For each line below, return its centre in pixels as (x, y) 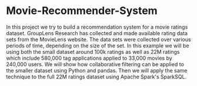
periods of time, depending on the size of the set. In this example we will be (98, 46)
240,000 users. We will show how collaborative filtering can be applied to (95, 64)
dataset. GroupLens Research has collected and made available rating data (97, 33)
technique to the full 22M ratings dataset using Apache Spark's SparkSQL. (96, 77)
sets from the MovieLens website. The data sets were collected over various (98, 39)
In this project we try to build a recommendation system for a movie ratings (97, 27)
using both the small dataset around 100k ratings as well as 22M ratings (93, 51)
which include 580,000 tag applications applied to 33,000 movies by (89, 58)
